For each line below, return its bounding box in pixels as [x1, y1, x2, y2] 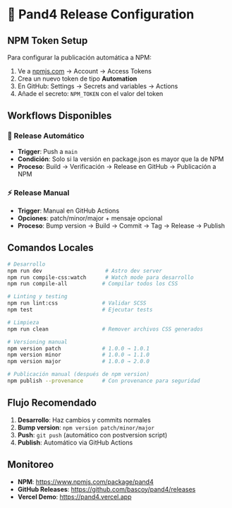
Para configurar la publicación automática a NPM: [7, 53, 152, 61]
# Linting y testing [7, 293, 68, 300]
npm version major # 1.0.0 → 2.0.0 [7, 358, 150, 365]
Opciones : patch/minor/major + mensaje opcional [17, 213, 163, 222]
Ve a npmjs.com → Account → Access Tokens [17, 67, 152, 75]
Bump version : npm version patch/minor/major [17, 423, 155, 432]
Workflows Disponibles [7, 110, 112, 122]
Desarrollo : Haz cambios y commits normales [17, 415, 152, 424]
